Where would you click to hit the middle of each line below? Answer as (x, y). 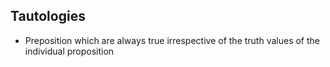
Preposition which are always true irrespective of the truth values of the (172, 40)
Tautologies (48, 16)
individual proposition (69, 51)
